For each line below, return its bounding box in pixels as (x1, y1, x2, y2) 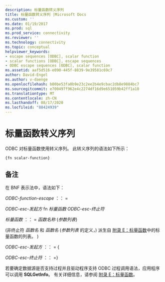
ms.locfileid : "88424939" (5, 105, 59, 110)
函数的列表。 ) (9, 233, 39, 239)
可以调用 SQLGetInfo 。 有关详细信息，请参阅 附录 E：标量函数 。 (5, 271, 138, 277)
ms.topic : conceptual (5, 44, 50, 49)
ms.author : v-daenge (5, 77, 48, 82)
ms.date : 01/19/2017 (5, 21, 48, 26)
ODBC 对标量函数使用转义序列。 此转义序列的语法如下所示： (5, 145, 130, 151)
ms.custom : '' (5, 16, 35, 21)
